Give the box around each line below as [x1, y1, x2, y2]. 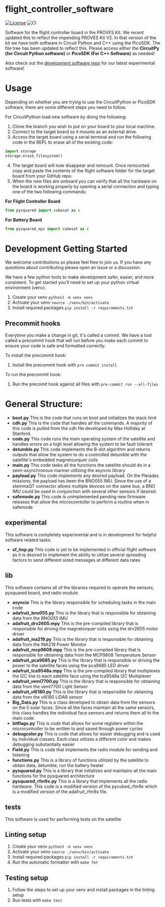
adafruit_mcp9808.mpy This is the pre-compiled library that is [12, 647, 141, 653]
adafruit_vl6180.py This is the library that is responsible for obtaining [12, 689, 154, 695]
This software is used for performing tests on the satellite [5, 816, 122, 822]
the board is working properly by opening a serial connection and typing [12, 183, 159, 189]
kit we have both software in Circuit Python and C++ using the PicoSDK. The [5, 40, 161, 46]
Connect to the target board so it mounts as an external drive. [12, 129, 138, 135]
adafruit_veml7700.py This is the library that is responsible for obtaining [12, 678, 160, 684]
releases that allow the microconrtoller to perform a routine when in [12, 499, 149, 505]
